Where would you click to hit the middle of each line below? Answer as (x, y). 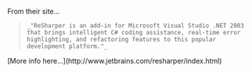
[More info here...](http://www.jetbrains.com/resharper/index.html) (115, 61)
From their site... (34, 11)
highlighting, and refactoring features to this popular (121, 39)
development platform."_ (67, 46)
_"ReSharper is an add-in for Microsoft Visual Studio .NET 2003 (135, 26)
